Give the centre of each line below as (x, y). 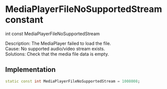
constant (24, 20)
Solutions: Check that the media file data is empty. (57, 54)
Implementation (31, 70)
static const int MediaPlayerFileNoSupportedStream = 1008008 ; (73, 81)
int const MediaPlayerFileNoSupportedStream (53, 33)
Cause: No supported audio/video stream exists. (55, 48)
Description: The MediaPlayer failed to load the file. (58, 43)
